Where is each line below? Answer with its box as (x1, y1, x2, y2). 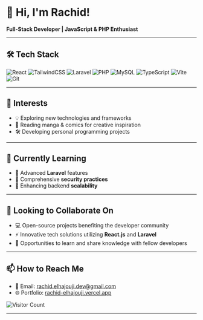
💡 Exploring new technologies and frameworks (14, 114, 132, 122)
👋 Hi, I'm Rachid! (6, 5, 91, 19)
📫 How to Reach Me (6, 263, 84, 274)
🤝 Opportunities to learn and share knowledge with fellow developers (14, 240, 187, 247)
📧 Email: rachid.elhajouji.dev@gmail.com (14, 282, 117, 290)
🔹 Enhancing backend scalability (14, 182, 98, 189)
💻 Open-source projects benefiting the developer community (14, 222, 169, 229)
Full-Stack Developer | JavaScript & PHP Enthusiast (6, 25, 138, 33)
